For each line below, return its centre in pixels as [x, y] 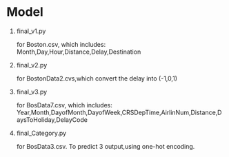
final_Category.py [41, 133]
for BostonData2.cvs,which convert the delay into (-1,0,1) [97, 78]
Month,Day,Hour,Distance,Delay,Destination [79, 52]
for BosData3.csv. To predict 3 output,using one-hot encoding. [106, 146]
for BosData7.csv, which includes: [64, 105]
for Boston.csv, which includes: [61, 44]
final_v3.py [32, 92]
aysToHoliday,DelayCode [52, 119]
